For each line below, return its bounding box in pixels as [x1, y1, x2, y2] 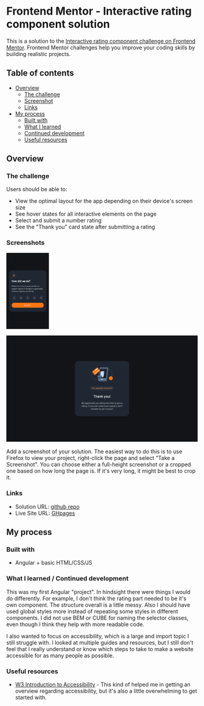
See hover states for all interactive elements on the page [15, 210, 157, 217]
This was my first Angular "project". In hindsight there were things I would [6, 588, 191, 595]
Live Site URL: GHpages [15, 509, 75, 517]
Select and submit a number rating [15, 217, 102, 224]
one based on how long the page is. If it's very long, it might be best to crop [6, 467, 196, 475]
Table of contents [6, 68, 74, 79]
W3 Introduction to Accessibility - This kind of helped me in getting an [15, 680, 191, 688]
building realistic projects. [6, 50, 71, 57]
